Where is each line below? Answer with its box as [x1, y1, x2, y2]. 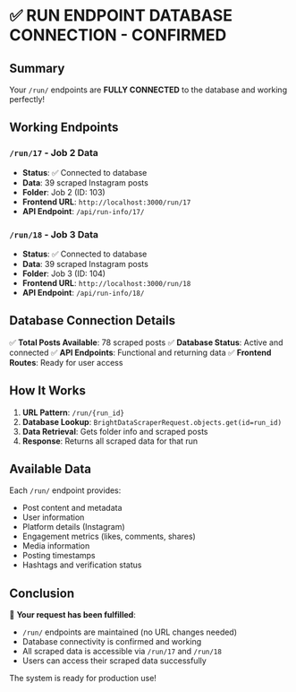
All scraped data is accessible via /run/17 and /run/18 [21, 646, 222, 657]
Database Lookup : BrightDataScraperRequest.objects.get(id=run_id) [21, 416, 283, 427]
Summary [9, 60, 65, 76]
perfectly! [9, 94, 46, 104]
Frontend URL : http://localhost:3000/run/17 [21, 196, 191, 207]
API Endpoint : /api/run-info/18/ [21, 287, 145, 298]
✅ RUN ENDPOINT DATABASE [9, 5, 233, 26]
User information [21, 512, 85, 523]
